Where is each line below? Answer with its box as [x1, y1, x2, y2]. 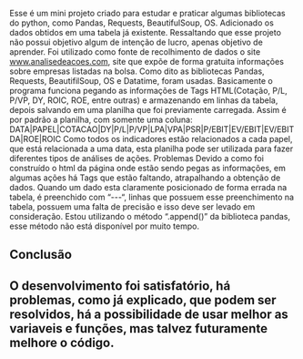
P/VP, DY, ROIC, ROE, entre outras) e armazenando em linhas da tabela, [9, 95, 278, 106]
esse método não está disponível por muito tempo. [9, 221, 200, 231]
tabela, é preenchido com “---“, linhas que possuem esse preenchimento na [9, 191, 294, 202]
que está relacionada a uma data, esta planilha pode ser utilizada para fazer [9, 143, 294, 154]
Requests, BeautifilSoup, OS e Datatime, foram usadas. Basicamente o [9, 76, 273, 86]
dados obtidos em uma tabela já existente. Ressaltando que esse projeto [9, 27, 282, 37]
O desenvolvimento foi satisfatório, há [9, 278, 231, 293]
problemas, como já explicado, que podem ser [9, 292, 277, 308]
